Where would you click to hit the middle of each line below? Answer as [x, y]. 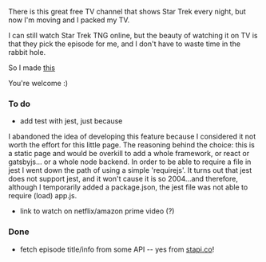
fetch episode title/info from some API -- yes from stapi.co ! [117, 249]
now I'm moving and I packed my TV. [69, 20]
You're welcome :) [38, 83]
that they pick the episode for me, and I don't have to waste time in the [125, 44]
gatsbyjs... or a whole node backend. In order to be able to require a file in [130, 162]
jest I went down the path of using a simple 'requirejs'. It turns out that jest [130, 170]
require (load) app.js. [43, 196]
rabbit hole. [27, 52]
